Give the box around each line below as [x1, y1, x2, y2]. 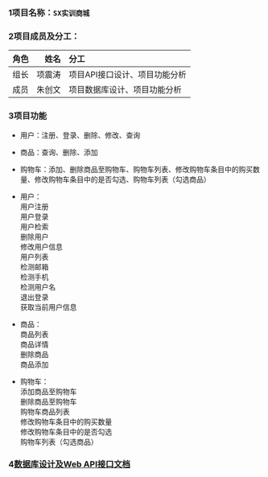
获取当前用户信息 [19, 302, 77, 311]
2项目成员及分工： [8, 31, 80, 42]
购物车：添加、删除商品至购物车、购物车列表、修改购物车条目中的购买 [19, 164, 254, 174]
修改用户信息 [19, 241, 63, 251]
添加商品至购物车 [19, 386, 77, 396]
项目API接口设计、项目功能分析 [68, 69, 187, 80]
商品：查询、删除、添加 [19, 147, 98, 157]
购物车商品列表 [19, 406, 70, 416]
